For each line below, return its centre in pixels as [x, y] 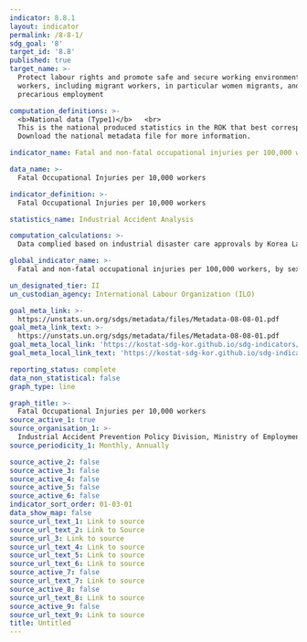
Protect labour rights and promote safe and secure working [134, 78]
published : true [40, 60]
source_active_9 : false [55, 606]
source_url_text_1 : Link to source [77, 521]
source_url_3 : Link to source [67, 538]
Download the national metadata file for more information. [134, 137]
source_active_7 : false [55, 573]
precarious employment [61, 94]
